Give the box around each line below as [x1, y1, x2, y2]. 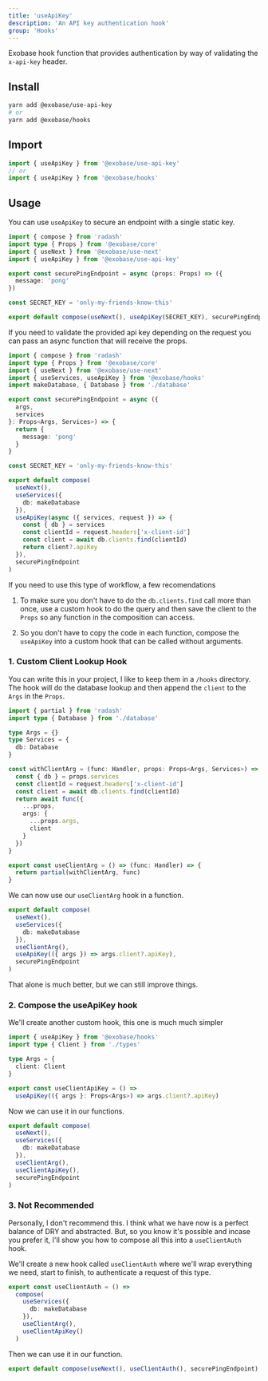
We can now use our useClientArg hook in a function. [8, 891, 184, 900]
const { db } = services [22, 520, 105, 529]
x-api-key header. [8, 57, 68, 66]
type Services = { [8, 736, 69, 744]
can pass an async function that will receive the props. [8, 336, 188, 346]
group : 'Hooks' [8, 26, 59, 34]
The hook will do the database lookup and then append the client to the [8, 683, 246, 692]
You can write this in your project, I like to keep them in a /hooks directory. [8, 674, 251, 683]
